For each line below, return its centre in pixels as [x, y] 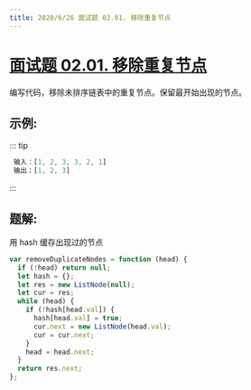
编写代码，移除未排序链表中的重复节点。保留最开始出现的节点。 [128, 92]
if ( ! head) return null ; [64, 268]
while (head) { [46, 301]
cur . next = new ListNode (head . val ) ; [102, 327]
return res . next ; [50, 369]
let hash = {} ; [46, 276]
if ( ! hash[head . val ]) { [70, 310]
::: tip [19, 146]
